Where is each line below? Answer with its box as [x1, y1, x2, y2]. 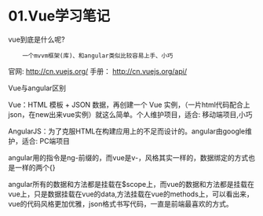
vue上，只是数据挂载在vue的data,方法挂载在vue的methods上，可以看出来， [8, 189, 254, 199]
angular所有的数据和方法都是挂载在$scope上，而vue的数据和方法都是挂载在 [8, 179, 255, 189]
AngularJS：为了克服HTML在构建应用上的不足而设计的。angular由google [8, 126, 246, 136]
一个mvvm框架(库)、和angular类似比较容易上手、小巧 [22, 52, 174, 60]
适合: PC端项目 [21, 136, 71, 145]
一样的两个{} [14, 163, 56, 172]
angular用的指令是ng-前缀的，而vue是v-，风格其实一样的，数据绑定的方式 [8, 152, 249, 162]
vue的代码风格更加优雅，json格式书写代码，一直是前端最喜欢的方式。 [8, 199, 233, 208]
